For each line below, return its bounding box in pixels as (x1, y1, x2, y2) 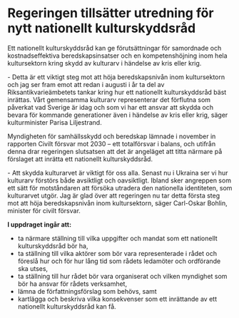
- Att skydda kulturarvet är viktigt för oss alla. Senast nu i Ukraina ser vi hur (7, 168, 228, 177)
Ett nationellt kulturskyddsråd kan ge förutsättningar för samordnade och (7, 43, 222, 52)
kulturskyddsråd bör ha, (17, 241, 88, 250)
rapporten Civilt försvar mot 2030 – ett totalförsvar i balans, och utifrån (7, 139, 216, 148)
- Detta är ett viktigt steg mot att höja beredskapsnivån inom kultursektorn (7, 73, 225, 81)
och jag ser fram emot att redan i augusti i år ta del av (7, 80, 165, 88)
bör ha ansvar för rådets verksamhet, (17, 279, 127, 288)
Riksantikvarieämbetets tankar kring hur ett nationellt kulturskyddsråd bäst (7, 88, 227, 96)
